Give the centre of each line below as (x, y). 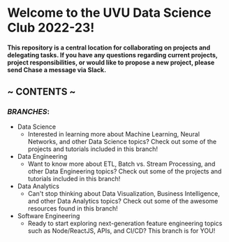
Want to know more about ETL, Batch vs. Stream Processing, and (121, 164)
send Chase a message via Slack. (57, 70)
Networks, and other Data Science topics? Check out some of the (122, 142)
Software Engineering (49, 216)
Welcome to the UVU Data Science (109, 13)
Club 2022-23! (51, 28)
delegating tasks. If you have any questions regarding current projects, (112, 55)
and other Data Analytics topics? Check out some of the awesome (123, 201)
